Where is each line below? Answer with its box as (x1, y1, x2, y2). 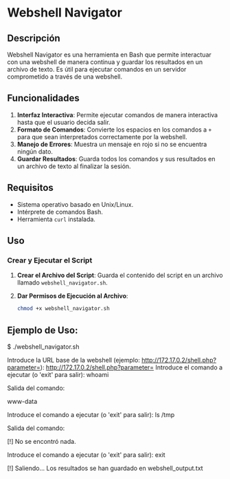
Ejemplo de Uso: (7, 324, 78, 336)
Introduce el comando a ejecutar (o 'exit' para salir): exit (7, 451, 166, 459)
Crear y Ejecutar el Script (7, 255, 93, 265)
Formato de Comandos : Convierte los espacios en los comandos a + (16, 125, 212, 134)
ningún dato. (16, 147, 54, 156)
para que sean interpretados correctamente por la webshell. (16, 132, 187, 141)
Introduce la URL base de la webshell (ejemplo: (7, 356, 141, 364)
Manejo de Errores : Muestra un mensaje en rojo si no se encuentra (16, 140, 207, 148)
